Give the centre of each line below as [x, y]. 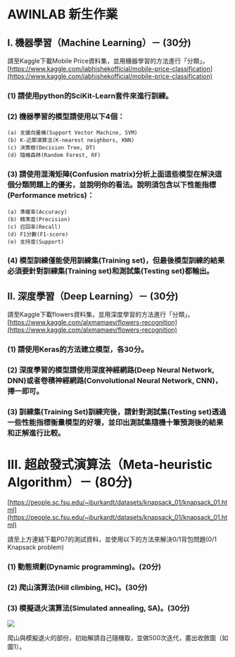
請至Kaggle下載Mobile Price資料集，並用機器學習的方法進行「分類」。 [108, 61]
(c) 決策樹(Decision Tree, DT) [52, 148]
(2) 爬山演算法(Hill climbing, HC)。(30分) [77, 587]
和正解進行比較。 [36, 433]
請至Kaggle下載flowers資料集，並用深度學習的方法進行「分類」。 [101, 315]
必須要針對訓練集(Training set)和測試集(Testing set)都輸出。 [110, 271]
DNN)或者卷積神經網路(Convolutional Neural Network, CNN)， [115, 381]
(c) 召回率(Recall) [34, 227]
